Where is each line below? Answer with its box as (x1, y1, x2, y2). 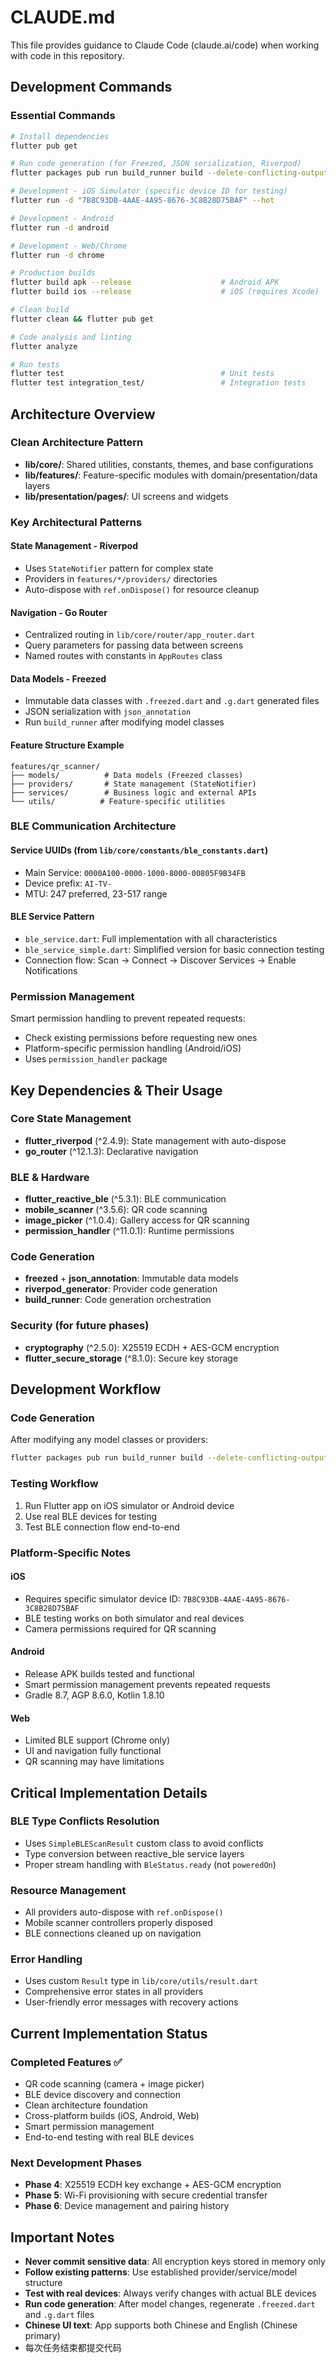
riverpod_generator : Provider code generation (24, 1283, 218, 1295)
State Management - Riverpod (10, 540, 138, 552)
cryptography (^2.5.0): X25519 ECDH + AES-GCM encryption (24, 1341, 280, 1353)
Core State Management (10, 1112, 132, 1126)
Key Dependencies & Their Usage (10, 1082, 223, 1099)
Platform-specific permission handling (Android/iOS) (24, 1042, 242, 1055)
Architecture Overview (10, 406, 156, 423)
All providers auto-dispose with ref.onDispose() (24, 1906, 224, 1918)
